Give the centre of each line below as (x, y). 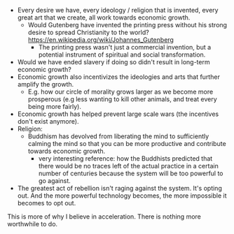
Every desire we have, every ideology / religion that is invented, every (118, 10)
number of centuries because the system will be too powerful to (131, 173)
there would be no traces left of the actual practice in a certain (128, 166)
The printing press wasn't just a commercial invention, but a (125, 47)
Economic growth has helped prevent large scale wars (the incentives (118, 114)
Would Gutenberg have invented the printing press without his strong (128, 25)
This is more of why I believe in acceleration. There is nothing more (104, 217)
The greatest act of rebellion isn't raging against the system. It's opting (119, 188)
